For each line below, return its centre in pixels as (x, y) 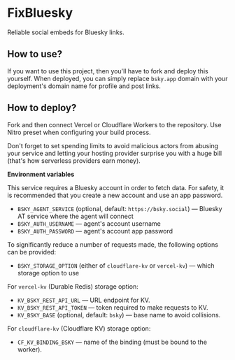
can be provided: (32, 252)
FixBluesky (40, 13)
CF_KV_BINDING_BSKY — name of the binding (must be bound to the (112, 342)
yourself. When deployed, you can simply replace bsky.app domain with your (117, 78)
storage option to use (48, 273)
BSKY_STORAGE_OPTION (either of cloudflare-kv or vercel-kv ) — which (116, 265)
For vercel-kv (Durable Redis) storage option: (73, 286)
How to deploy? (42, 108)
